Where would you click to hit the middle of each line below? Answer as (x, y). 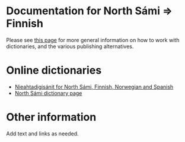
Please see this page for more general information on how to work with (93, 40)
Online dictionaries (54, 70)
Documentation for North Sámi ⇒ (90, 11)
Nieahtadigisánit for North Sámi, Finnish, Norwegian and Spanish (94, 87)
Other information (51, 117)
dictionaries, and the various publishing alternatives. (70, 46)
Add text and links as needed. (42, 133)
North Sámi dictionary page (48, 93)
